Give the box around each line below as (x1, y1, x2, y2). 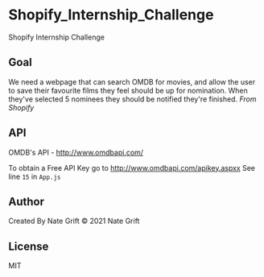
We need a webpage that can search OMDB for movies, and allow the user (8, 76, 256, 86)
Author (8, 195, 44, 209)
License (8, 239, 49, 253)
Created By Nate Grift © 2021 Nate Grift (8, 216, 140, 226)
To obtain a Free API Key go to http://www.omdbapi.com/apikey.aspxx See (8, 163, 256, 172)
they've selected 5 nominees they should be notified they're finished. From (8, 94, 257, 104)
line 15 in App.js (8, 172, 61, 181)
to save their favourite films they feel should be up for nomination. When (8, 85, 248, 95)
